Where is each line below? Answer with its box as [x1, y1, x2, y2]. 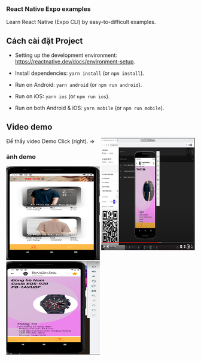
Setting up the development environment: [14, 51, 118, 59]
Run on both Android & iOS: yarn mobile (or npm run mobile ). [14, 104, 165, 112]
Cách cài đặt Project [6, 35, 83, 46]
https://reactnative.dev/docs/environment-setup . [14, 58, 136, 65]
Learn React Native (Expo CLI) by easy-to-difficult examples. [6, 19, 156, 26]
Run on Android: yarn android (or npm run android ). [14, 81, 142, 89]
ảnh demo [6, 152, 36, 160]
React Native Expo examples [6, 5, 91, 13]
